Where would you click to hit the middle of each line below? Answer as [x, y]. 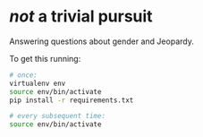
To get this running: [45, 58]
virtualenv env [38, 83]
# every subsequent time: [57, 116]
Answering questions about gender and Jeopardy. [101, 41]
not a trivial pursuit [81, 17]
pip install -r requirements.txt [72, 100]
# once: [24, 75]
